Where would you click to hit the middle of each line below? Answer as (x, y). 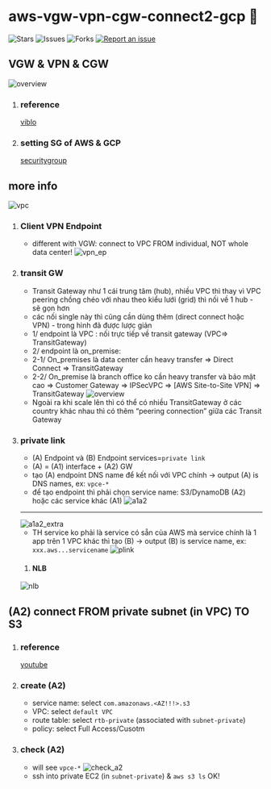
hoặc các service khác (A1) (77, 501)
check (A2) (42, 749)
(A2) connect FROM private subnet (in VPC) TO (129, 611)
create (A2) (43, 685)
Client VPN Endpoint (61, 227)
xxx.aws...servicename (70, 551)
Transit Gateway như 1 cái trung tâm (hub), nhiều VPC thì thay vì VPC (146, 290)
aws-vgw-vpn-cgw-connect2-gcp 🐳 (133, 17)
